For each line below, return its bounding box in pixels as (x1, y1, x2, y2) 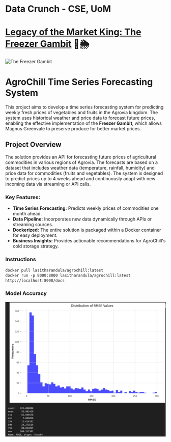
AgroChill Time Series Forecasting (5, 76, 153, 88)
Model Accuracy (5, 290, 47, 297)
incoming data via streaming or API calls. (5, 181, 91, 187)
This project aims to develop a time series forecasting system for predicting (5, 104, 164, 110)
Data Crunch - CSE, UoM (5, 3, 111, 15)
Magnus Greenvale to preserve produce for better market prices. (5, 126, 141, 132)
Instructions (5, 256, 37, 263)
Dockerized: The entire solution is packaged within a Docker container (12, 227, 161, 233)
